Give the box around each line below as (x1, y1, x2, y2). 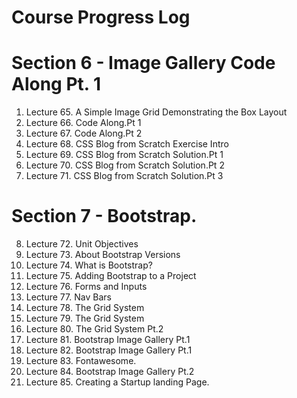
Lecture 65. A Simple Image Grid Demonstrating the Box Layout (25, 106, 288, 118)
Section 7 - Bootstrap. (11, 205, 198, 228)
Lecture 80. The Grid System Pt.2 (25, 323, 164, 335)
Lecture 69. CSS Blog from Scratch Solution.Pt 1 (25, 149, 224, 161)
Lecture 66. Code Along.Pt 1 (25, 117, 142, 129)
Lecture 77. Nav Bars (25, 291, 112, 303)
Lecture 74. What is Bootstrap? (25, 259, 153, 271)
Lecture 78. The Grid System (25, 302, 145, 314)
